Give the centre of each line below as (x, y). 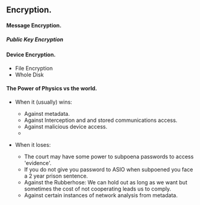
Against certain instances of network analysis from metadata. (101, 195)
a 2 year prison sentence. (56, 176)
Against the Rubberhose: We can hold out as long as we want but (106, 182)
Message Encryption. (34, 25)
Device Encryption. (31, 55)
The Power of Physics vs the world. (52, 89)
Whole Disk (29, 75)
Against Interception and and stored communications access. (101, 120)
